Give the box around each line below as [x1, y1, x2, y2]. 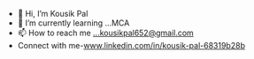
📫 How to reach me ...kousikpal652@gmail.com [17, 27, 195, 38]
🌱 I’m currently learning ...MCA [17, 18, 130, 28]
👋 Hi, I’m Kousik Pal [17, 9, 89, 18]
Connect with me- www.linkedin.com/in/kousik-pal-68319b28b [17, 41, 246, 50]
